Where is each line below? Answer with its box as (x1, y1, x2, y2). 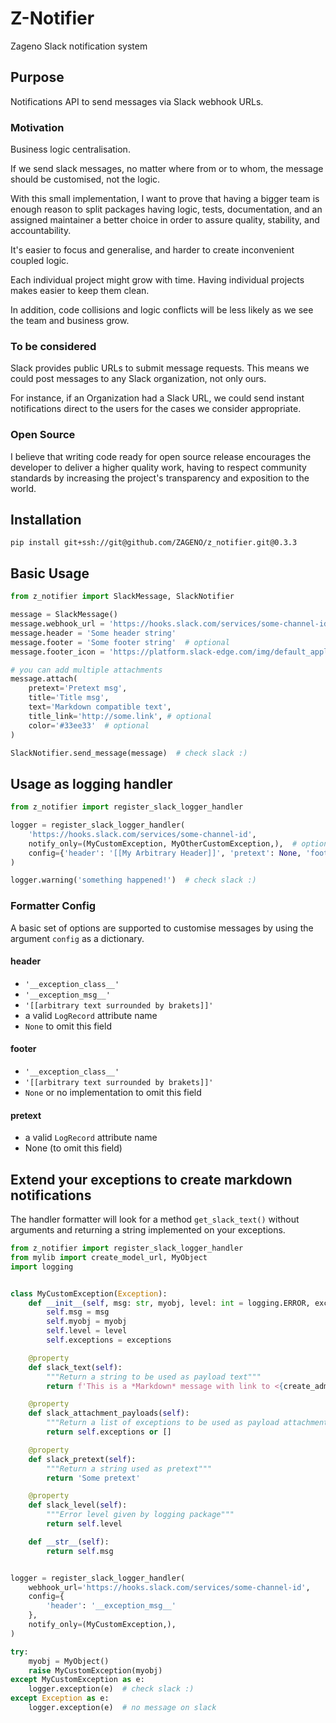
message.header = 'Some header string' (10, 628, 177, 638)
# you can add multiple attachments (10, 665, 163, 675)
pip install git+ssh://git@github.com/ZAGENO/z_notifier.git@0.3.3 (10, 538, 298, 548)
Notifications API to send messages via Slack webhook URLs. (10, 95, 264, 107)
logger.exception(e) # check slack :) (28, 1684, 195, 1694)
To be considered (10, 339, 97, 353)
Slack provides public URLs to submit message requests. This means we (10, 362, 310, 374)
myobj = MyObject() (28, 1656, 110, 1666)
